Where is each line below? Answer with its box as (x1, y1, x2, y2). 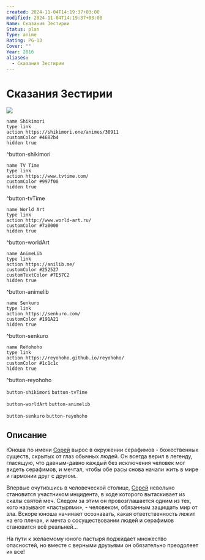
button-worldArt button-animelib (6, 401, 91, 408)
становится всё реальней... (6, 523, 78, 531)
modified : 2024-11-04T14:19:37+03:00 (6, 15, 103, 21)
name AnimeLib (6, 251, 43, 257)
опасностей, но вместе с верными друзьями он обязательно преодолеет (6, 542, 199, 549)
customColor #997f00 (6, 178, 59, 185)
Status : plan (6, 26, 40, 33)
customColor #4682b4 (6, 134, 59, 141)
